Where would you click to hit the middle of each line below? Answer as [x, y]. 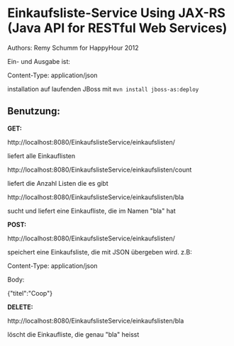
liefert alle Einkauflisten [41, 156]
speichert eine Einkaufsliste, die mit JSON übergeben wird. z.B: [100, 252]
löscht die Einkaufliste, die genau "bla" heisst [73, 334]
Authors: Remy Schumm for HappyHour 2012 [73, 48]
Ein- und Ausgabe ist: [39, 61]
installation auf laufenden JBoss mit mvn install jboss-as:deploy [103, 89]
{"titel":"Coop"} [30, 293]
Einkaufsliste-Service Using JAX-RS [116, 13]
